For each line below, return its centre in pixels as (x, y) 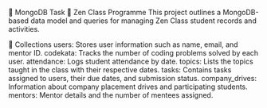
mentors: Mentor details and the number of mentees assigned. (111, 95)
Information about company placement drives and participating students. (128, 87)
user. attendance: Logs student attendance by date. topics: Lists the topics (131, 61)
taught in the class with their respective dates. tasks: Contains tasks (120, 70)
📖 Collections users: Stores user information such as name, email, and (123, 44)
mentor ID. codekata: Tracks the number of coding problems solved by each (133, 53)
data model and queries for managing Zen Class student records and (143, 21)
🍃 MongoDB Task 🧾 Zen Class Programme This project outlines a (115, 12)
